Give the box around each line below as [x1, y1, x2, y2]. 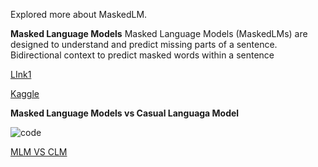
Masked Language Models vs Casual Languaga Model [10, 107, 240, 119]
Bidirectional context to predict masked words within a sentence [10, 49, 275, 61]
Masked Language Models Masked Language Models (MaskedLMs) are [10, 28, 308, 39]
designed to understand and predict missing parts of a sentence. [10, 39, 278, 50]
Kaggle [10, 88, 40, 99]
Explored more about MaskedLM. [10, 9, 148, 20]
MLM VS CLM [10, 146, 68, 158]
